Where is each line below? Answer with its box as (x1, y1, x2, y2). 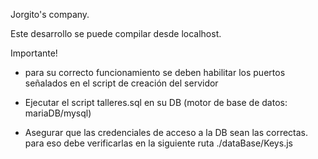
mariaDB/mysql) (24, 107, 92, 119)
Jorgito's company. (10, 9, 90, 20)
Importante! (10, 47, 58, 59)
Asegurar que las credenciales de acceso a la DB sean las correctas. (24, 127, 309, 138)
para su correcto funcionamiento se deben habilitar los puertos (24, 67, 286, 78)
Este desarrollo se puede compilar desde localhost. (10, 28, 222, 39)
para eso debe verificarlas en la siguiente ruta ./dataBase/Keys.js (24, 137, 293, 149)
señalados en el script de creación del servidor (24, 77, 219, 89)
